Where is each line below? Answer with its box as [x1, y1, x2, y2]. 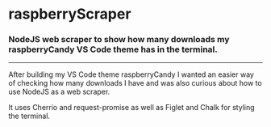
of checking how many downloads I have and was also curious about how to [8, 78, 262, 88]
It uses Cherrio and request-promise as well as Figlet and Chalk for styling [8, 103, 256, 112]
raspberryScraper [8, 5, 131, 23]
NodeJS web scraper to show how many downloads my [8, 34, 230, 45]
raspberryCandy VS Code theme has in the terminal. [8, 44, 218, 55]
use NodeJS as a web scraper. [8, 87, 110, 97]
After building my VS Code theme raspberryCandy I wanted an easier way [8, 70, 254, 79]
